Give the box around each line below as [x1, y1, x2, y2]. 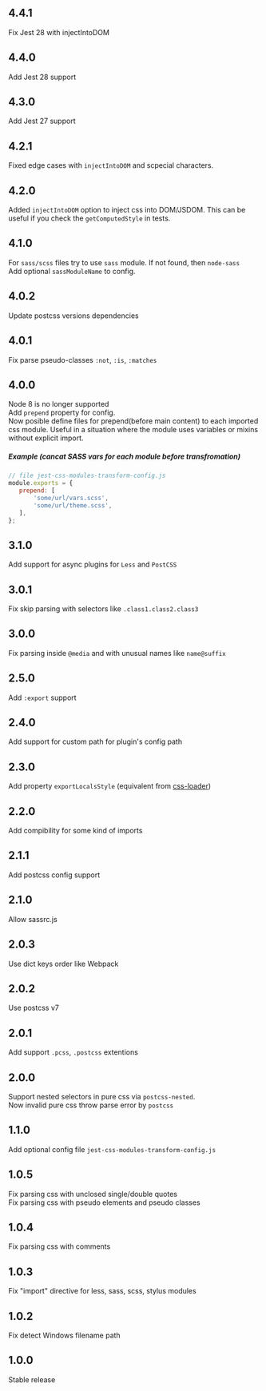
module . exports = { [8, 479, 73, 487]
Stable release [8, 1374, 56, 1385]
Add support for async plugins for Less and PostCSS [8, 559, 177, 570]
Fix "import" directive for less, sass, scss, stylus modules [8, 1286, 197, 1296]
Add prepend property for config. [8, 407, 116, 418]
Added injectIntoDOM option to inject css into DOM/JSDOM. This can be [8, 205, 246, 215]
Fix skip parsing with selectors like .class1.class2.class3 [8, 604, 199, 614]
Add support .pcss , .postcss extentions [8, 1047, 138, 1057]
